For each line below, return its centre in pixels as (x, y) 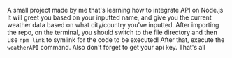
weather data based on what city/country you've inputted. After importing (113, 25)
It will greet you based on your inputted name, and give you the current (109, 17)
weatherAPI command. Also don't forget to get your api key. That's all (107, 47)
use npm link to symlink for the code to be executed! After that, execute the (116, 40)
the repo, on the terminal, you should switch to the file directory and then (113, 32)
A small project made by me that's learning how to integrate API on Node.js (115, 10)
